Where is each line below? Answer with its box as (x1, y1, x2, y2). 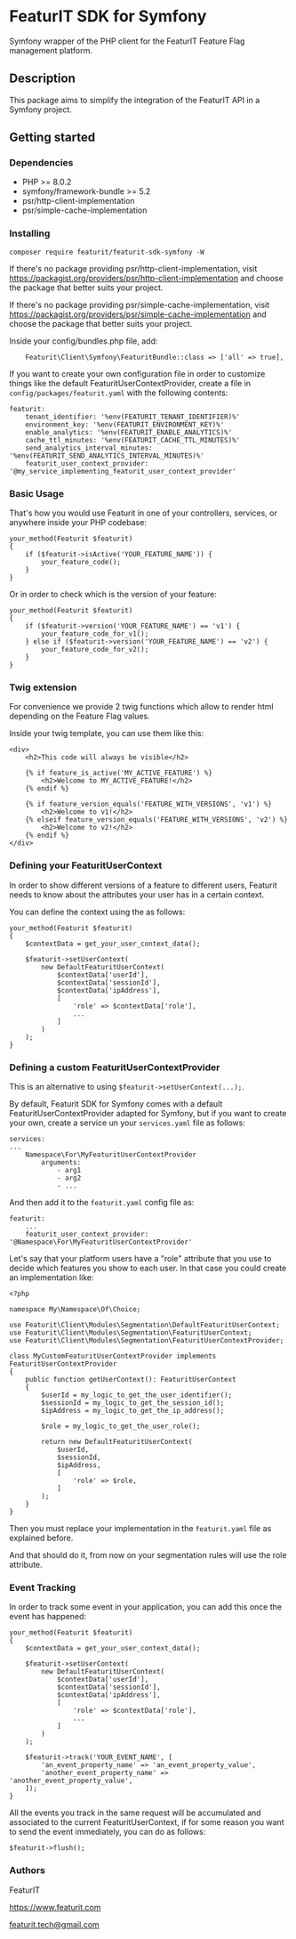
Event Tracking (9, 1581, 76, 1594)
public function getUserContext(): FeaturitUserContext (25, 1375, 237, 1383)
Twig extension (9, 681, 77, 694)
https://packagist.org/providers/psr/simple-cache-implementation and (9, 309, 267, 320)
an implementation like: (9, 1271, 94, 1283)
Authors (9, 1864, 46, 1877)
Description (9, 71, 76, 86)
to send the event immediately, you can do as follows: (9, 1827, 206, 1838)
